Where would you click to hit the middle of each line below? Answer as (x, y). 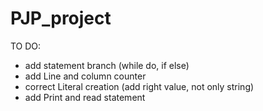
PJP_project (61, 18)
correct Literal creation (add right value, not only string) (139, 86)
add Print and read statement (85, 97)
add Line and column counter (85, 76)
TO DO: (26, 46)
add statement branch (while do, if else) (107, 65)
